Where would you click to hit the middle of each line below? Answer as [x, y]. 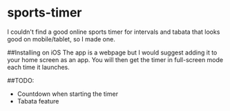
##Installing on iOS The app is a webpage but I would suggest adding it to [112, 52]
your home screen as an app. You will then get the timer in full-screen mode [115, 59]
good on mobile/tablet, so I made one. [61, 39]
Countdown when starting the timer [68, 94]
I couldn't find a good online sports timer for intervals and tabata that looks [114, 32]
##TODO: [21, 80]
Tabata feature [38, 101]
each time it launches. [39, 67]
